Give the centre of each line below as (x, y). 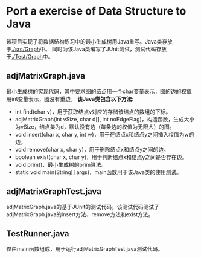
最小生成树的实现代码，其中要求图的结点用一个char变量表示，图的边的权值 (99, 91)
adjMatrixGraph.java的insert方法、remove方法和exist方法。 (80, 214)
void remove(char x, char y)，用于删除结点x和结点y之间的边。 (92, 149)
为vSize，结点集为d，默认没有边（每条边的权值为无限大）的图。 (95, 127)
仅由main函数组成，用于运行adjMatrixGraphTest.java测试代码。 (85, 249)
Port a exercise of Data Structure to (96, 11)
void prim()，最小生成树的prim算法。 (61, 164)
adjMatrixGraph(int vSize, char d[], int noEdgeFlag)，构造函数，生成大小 (105, 119)
